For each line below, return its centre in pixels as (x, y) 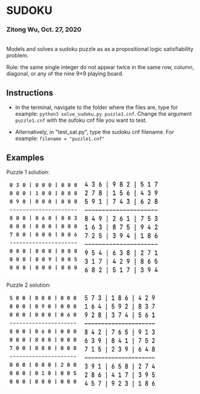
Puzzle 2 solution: (28, 285)
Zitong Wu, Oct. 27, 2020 (44, 30)
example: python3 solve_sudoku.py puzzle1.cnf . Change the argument (103, 114)
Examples (25, 157)
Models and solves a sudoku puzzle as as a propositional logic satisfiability (100, 49)
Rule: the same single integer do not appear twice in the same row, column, (100, 67)
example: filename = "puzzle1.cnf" (60, 139)
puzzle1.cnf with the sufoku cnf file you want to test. (81, 120)
